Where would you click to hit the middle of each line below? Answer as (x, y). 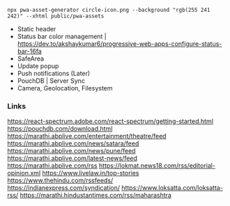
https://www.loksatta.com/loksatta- (172, 188)
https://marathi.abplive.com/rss (52, 166)
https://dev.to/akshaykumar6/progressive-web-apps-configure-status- (120, 44)
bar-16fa (29, 51)
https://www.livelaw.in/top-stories (90, 173)
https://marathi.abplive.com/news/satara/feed (73, 143)
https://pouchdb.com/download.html (60, 129)
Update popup (38, 66)
